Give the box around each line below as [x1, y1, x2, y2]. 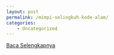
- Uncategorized [17, 25, 58, 32]
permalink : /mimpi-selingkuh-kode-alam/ [6, 14, 109, 20]
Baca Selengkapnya [6, 42, 56, 49]
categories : [6, 20, 36, 26]
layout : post [6, 8, 39, 15]
